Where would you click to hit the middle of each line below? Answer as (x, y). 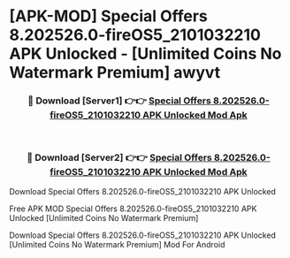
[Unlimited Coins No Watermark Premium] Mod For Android (117, 244)
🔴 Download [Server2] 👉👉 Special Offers (119, 158)
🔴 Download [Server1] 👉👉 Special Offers (120, 101)
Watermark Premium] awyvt (115, 73)
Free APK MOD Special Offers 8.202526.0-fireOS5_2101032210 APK (133, 209)
